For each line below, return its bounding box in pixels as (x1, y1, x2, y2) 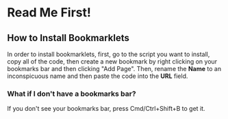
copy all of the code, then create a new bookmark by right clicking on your (7, 57, 218, 66)
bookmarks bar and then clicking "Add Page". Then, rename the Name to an (7, 65, 221, 72)
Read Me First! (7, 5, 91, 21)
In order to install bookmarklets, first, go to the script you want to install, (7, 50, 210, 58)
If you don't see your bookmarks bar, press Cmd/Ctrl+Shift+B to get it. (7, 105, 205, 113)
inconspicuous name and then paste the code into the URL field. (7, 72, 188, 80)
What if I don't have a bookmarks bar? (7, 89, 136, 98)
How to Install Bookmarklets (7, 32, 130, 44)
